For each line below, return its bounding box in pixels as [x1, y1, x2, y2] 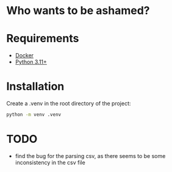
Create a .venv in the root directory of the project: [6, 100, 131, 107]
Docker [15, 52, 34, 59]
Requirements [6, 32, 79, 46]
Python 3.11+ [15, 59, 48, 66]
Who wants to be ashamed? [6, 4, 150, 18]
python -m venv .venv [6, 112, 62, 118]
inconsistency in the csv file [15, 159, 85, 166]
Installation [6, 80, 65, 93]
